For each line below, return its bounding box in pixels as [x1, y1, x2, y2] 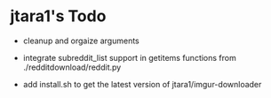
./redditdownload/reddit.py [22, 62, 122, 72]
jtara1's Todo [10, 6, 107, 26]
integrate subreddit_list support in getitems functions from [22, 52, 236, 63]
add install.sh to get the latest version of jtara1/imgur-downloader [22, 79, 262, 89]
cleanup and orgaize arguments [22, 35, 140, 46]
